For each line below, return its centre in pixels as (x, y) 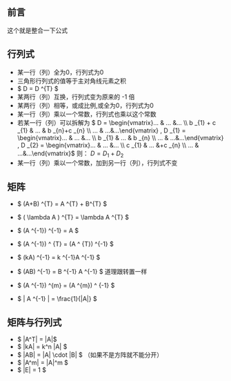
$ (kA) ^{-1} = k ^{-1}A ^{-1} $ (59, 257)
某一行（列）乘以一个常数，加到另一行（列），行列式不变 (97, 163)
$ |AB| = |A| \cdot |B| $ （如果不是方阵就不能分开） (90, 355)
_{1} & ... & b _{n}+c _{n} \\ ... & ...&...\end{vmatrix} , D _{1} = (101, 130)
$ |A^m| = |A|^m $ (43, 363)
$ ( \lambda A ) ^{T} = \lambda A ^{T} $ (73, 217)
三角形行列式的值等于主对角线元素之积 (71, 81)
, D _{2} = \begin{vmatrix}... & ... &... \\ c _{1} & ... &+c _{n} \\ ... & (108, 145)
